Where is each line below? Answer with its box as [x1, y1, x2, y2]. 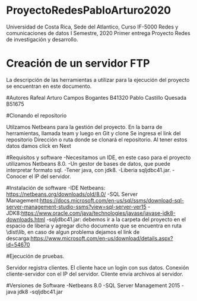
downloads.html [6, 216, 46, 223]
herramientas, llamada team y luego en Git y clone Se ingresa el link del [6, 129, 181, 137]
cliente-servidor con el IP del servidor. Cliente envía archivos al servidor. [6, 270, 184, 277]
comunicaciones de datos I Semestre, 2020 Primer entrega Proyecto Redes [6, 29, 191, 36]
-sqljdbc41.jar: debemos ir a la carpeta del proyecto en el [46, 216, 186, 223]
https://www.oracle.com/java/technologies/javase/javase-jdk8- [21, 209, 176, 217]
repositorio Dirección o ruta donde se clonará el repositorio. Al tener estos [6, 136, 188, 143]
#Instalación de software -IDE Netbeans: [6, 184, 106, 191]
